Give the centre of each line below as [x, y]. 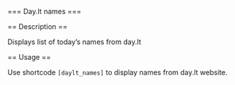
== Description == [38, 26]
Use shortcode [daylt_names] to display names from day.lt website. [118, 72]
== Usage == [29, 57]
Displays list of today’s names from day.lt [75, 42]
